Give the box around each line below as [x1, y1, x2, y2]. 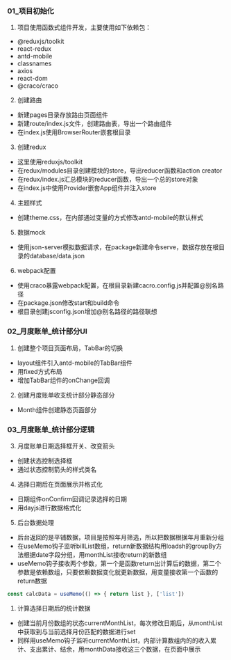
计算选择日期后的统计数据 [17, 604, 91, 612]
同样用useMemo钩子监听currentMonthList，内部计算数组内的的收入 [17, 636, 211, 645]
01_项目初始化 [7, 6, 54, 15]
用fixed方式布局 [17, 367, 62, 375]
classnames [17, 59, 52, 68]
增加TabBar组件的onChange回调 [17, 376, 110, 384]
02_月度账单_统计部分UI [7, 327, 88, 336]
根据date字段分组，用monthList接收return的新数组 [23, 550, 167, 558]
